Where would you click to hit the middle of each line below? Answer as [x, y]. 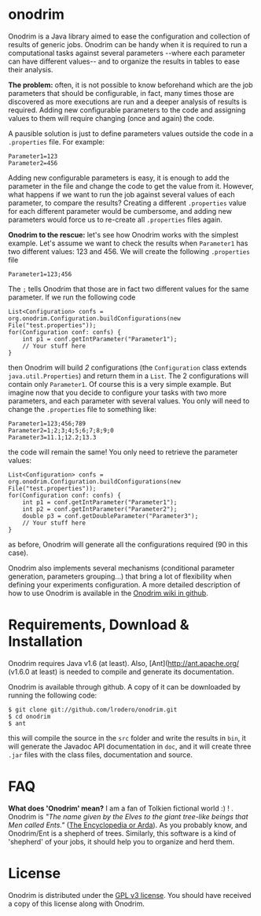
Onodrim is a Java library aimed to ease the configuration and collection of [129, 36]
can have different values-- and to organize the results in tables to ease [124, 61]
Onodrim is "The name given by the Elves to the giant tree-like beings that [129, 816]
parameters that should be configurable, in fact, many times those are [121, 93]
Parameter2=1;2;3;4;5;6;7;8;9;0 [61, 430]
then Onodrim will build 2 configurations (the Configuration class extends [128, 367]
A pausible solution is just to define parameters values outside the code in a [131, 133]
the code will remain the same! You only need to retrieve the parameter [123, 452]
